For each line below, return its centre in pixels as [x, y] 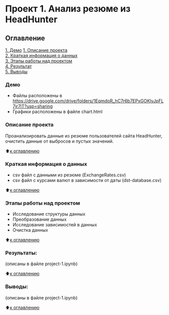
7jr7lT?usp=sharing [32, 106]
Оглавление [25, 38]
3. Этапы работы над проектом [39, 61]
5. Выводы [16, 72]
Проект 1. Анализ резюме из [68, 9]
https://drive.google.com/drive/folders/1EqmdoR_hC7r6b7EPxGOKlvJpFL [88, 101]
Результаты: [21, 253]
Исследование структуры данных [49, 214]
